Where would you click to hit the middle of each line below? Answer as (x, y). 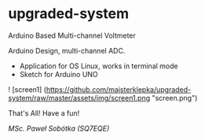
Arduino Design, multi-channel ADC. (67, 50)
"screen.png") (175, 98)
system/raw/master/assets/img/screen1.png (79, 98)
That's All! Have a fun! (44, 113)
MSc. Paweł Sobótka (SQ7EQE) (59, 128)
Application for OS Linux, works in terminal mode (99, 66)
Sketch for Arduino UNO (59, 74)
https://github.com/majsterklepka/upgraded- (119, 89)
